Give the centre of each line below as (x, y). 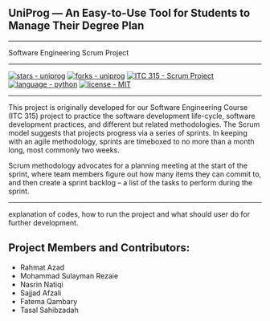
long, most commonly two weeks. (64, 150)
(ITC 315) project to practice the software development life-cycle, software (132, 116)
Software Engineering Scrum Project (69, 52)
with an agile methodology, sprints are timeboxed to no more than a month (131, 141)
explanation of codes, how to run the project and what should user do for (129, 214)
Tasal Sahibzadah (49, 310)
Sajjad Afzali (41, 293)
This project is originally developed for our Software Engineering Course (128, 107)
